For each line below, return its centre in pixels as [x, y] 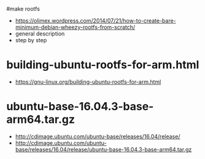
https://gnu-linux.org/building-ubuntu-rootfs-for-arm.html [88, 81]
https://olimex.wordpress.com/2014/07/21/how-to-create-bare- [95, 20]
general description [40, 34]
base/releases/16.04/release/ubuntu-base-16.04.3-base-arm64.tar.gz [103, 149]
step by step [31, 40]
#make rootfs [23, 9]
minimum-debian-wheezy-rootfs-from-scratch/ [75, 27]
